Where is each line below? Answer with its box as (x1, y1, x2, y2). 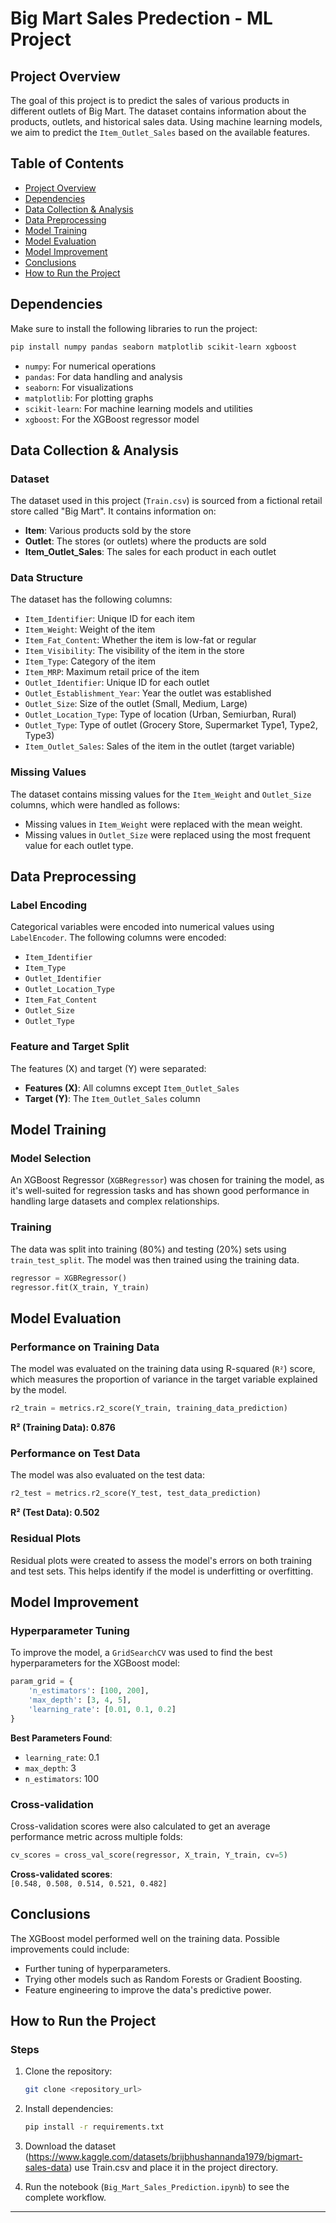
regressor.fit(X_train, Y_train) (10, 1282, 150, 1292)
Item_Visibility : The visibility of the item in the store (24, 645, 245, 657)
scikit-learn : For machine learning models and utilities (24, 402, 253, 414)
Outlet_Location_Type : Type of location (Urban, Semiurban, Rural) (24, 708, 297, 721)
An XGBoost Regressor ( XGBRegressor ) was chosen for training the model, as (10, 1174, 325, 1186)
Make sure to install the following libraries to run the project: (10, 322, 258, 334)
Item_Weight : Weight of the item (24, 623, 156, 636)
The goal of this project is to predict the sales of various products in (10, 95, 290, 106)
